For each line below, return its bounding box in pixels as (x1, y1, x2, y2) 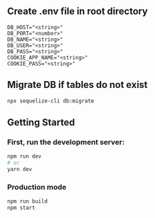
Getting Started (7, 116, 75, 128)
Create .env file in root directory (7, 6, 148, 17)
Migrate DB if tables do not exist (7, 79, 148, 91)
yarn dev (7, 165, 33, 172)
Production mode (7, 182, 67, 192)
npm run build (7, 198, 48, 205)
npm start (7, 204, 36, 211)
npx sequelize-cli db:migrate (7, 97, 95, 105)
